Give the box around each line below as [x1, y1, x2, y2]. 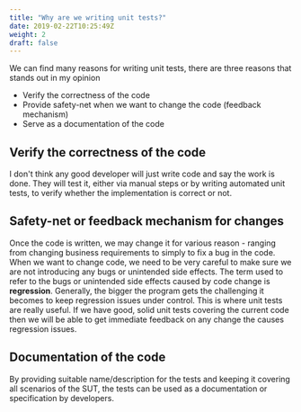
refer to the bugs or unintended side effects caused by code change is [9, 275, 271, 286]
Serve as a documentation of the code [22, 119, 164, 130]
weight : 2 [9, 30, 47, 39]
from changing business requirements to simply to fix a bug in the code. [9, 246, 276, 257]
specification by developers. [9, 392, 115, 403]
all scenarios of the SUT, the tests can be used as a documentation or [9, 383, 268, 394]
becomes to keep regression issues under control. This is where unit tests [9, 294, 283, 306]
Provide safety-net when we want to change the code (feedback [22, 100, 262, 111]
